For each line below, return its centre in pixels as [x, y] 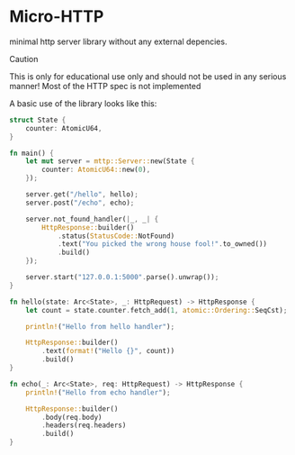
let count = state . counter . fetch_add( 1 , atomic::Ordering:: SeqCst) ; [156, 310]
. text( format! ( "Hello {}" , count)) [108, 351]
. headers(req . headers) [84, 425]
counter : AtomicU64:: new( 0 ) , [96, 170]
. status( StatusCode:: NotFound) [116, 236]
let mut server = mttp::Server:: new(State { [110, 161]
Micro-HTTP [57, 17]
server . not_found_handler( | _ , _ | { [92, 219]
